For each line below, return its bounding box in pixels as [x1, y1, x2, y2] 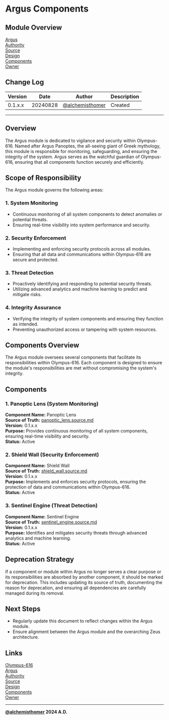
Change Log [5, 78, 44, 86]
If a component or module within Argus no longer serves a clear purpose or [5, 568, 162, 574]
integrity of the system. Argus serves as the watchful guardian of [5, 154, 140, 160]
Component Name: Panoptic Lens [5, 412, 76, 418]
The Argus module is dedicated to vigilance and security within [5, 137, 136, 143]
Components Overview [5, 341, 79, 350]
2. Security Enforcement [5, 234, 66, 242]
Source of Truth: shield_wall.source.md [5, 468, 88, 474]
